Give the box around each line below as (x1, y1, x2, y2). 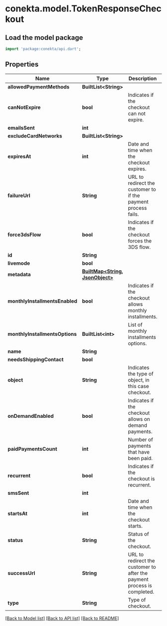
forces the (128, 237, 152, 244)
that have (128, 448, 150, 455)
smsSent (7, 489, 29, 496)
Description (128, 75, 157, 82)
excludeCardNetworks (7, 132, 62, 139)
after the (128, 569, 148, 576)
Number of (128, 436, 153, 443)
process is (128, 582, 153, 589)
